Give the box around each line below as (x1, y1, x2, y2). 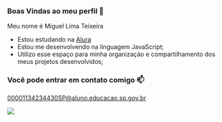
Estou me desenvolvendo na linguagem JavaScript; (17, 43, 164, 51)
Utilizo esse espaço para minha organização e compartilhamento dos (17, 50, 216, 58)
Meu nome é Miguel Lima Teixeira (7, 22, 104, 31)
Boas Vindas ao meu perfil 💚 (7, 6, 104, 16)
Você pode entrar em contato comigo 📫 (7, 76, 144, 85)
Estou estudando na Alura (17, 35, 92, 44)
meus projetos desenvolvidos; (17, 58, 104, 66)
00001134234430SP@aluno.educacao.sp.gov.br (7, 94, 147, 102)
